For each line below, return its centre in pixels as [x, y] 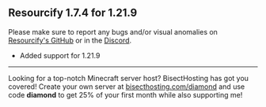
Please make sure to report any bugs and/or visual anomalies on [113, 31]
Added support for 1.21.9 [60, 55]
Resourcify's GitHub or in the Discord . [70, 40]
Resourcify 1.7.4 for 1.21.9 [73, 13]
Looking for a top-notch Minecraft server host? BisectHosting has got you [129, 78]
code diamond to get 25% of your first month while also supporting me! [125, 94]
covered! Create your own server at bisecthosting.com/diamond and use [127, 87]
